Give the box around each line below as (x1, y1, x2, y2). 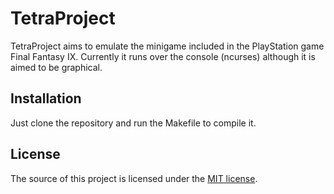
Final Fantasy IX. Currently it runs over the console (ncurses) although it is (10, 50, 316, 62)
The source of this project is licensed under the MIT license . (10, 172, 258, 184)
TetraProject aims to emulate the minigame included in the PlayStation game (10, 40, 325, 52)
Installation (10, 90, 82, 107)
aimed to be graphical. (10, 61, 103, 73)
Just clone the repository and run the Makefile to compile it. (10, 117, 257, 129)
